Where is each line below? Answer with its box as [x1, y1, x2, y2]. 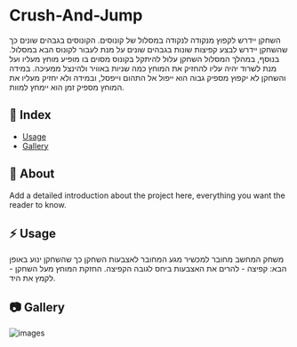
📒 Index [9, 107, 52, 122]
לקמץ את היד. [9, 272, 56, 284]
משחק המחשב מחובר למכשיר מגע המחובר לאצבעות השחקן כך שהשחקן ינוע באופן [9, 254, 285, 264]
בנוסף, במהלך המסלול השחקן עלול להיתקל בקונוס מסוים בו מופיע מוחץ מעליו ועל [9, 53, 280, 64]
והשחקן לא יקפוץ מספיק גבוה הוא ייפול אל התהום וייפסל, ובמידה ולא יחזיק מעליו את [9, 72, 286, 83]
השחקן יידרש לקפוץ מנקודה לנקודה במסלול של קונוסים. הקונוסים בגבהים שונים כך [9, 35, 282, 45]
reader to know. [9, 199, 67, 209]
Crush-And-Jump [9, 5, 143, 26]
